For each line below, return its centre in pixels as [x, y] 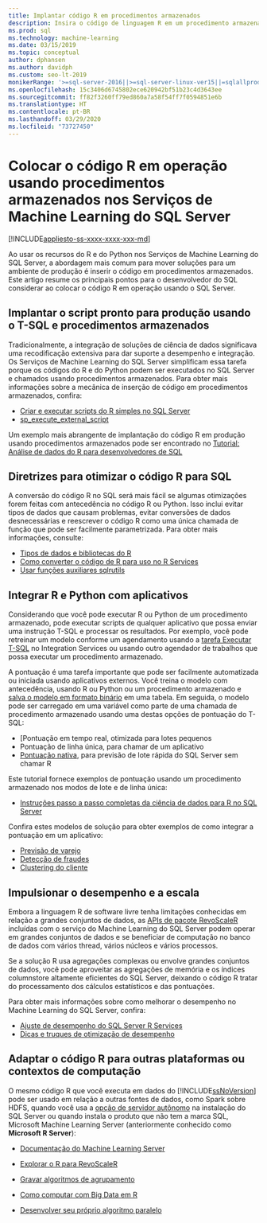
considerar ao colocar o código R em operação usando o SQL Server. [122, 288]
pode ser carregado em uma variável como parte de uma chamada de [123, 706]
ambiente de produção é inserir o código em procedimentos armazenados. [131, 271]
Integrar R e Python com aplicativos [98, 595]
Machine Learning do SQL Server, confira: [77, 1010]
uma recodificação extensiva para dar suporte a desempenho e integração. [132, 353]
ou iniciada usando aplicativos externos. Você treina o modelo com [118, 680]
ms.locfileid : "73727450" [51, 127]
